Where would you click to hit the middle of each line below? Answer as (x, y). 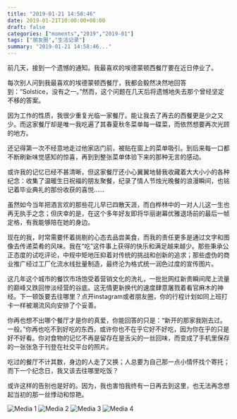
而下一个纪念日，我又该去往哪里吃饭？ (63, 371)
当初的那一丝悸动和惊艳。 (50, 394)
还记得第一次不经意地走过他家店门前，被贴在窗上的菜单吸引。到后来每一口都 (119, 148)
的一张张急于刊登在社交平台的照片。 (60, 347)
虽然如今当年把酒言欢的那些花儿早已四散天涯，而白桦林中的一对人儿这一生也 (119, 205)
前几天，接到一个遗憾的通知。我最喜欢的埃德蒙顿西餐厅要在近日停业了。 (112, 67)
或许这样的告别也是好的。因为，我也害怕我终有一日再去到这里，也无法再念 (115, 385)
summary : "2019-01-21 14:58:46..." (60, 47)
